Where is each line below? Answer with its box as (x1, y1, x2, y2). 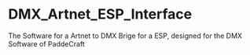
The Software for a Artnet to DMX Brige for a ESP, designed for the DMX (8, 31, 242, 40)
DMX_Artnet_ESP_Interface (8, 5, 193, 23)
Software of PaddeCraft (8, 39, 85, 48)
